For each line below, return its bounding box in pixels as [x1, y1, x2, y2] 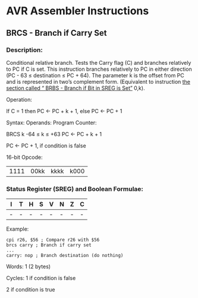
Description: [6, 46, 43, 54]
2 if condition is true [6, 286, 55, 293]
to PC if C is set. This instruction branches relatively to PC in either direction [6, 65, 192, 73]
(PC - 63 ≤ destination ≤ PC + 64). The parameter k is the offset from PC [6, 71, 184, 79]
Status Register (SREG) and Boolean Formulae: [6, 184, 144, 193]
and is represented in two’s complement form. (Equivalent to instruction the [6, 78, 191, 85]
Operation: [6, 96, 33, 103]
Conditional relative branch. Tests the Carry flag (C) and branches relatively [6, 59, 191, 66]
